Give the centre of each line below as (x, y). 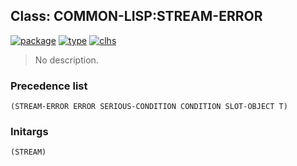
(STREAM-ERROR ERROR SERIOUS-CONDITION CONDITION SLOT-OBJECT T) (149, 107)
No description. (66, 60)
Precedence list (49, 86)
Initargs (29, 132)
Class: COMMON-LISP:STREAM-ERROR (136, 16)
